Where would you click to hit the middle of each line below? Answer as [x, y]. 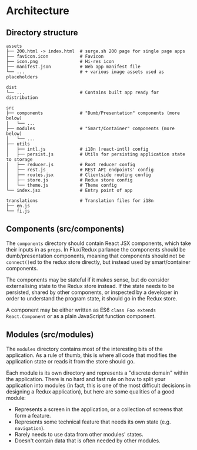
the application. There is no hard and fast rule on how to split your [86, 379]
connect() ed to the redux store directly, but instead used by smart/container [98, 262]
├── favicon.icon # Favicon [55, 57]
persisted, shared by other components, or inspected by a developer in [92, 292]
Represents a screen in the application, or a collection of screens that [99, 409]
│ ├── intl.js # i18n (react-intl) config [77, 149]
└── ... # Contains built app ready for [83, 92]
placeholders [22, 77]
